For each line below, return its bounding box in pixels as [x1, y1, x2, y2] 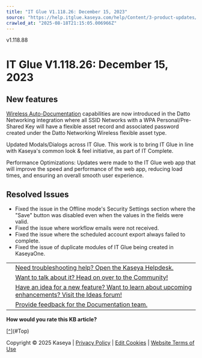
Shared [6, 123, 24, 130]
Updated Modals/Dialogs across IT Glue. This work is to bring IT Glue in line [6, 141, 194, 148]
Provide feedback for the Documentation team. [15, 300, 148, 309]
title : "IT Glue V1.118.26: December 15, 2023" [6, 8, 128, 15]
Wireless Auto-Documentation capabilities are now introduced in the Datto [6, 110, 191, 117]
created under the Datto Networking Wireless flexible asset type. [6, 129, 167, 137]
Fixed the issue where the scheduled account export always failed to [14, 231, 186, 238]
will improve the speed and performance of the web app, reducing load [6, 165, 183, 173]
